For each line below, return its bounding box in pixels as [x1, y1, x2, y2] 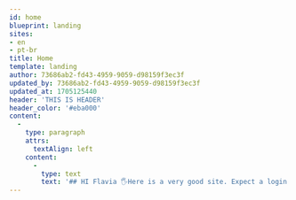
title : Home [9, 54, 53, 63]
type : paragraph [25, 128, 86, 137]
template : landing [9, 63, 77, 72]
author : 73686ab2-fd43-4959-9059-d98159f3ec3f [9, 71, 185, 80]
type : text [41, 169, 82, 178]
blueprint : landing [9, 21, 82, 30]
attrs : [25, 136, 50, 145]
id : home [9, 12, 42, 22]
